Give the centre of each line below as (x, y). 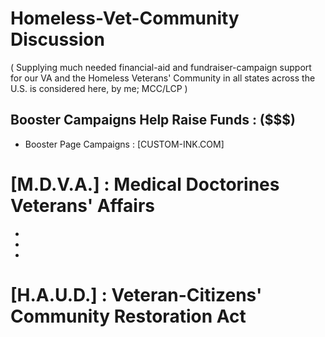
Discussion (57, 39)
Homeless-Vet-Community (125, 18)
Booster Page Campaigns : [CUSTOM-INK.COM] (124, 144)
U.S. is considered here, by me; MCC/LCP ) (99, 88)
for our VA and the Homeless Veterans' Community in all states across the (163, 78)
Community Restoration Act (128, 316)
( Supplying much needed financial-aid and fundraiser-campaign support (161, 67)
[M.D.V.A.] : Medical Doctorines (145, 184)
